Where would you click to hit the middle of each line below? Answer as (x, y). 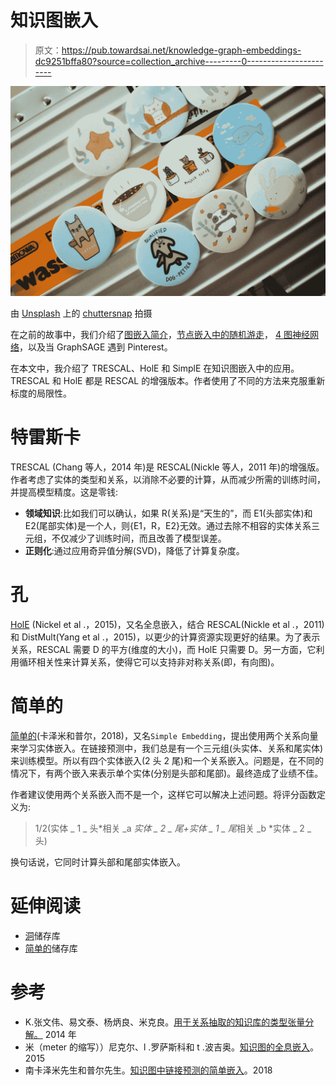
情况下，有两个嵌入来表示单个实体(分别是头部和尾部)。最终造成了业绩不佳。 (167, 773)
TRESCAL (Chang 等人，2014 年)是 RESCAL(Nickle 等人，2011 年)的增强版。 (167, 467)
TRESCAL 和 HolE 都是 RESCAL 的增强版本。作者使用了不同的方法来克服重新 (168, 381)
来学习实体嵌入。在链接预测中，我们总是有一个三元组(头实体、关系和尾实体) (167, 748)
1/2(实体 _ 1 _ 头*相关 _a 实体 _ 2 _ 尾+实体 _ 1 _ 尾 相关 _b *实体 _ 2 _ (173, 828)
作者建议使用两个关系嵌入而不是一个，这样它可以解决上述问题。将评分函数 (163, 794)
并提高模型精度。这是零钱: (64, 492)
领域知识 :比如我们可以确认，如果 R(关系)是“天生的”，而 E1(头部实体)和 (168, 513)
